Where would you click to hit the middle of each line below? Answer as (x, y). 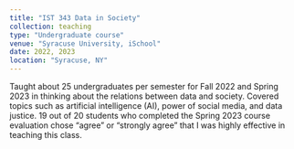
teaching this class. (46, 135)
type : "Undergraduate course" (67, 35)
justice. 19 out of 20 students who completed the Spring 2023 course (140, 116)
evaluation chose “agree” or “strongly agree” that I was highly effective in (147, 125)
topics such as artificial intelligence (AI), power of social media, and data (146, 106)
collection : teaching (51, 27)
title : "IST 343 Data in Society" (75, 18)
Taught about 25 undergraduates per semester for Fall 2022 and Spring (144, 86)
